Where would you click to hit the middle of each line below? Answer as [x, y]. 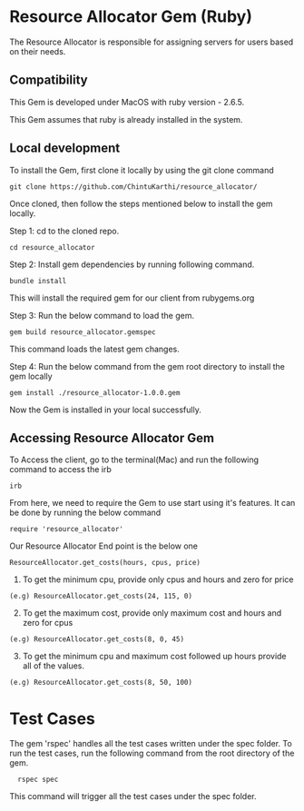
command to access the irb [60, 470]
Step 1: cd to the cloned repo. [64, 231]
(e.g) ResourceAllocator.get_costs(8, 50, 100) [101, 683]
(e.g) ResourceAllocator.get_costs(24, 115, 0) [101, 597]
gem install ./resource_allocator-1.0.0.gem [95, 392]
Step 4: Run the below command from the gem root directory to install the [147, 366]
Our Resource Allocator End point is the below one [103, 546]
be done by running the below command [85, 513]
